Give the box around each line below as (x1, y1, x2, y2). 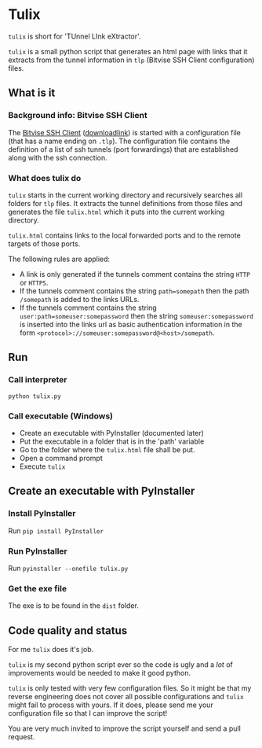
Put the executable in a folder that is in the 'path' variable (19, 437, 205, 446)
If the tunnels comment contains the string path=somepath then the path (19, 286, 249, 296)
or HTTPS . (19, 278, 49, 287)
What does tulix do (8, 172, 82, 183)
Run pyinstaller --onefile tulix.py (8, 563, 129, 573)
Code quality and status (8, 624, 128, 637)
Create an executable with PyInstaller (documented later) (19, 428, 204, 437)
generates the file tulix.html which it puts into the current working (8, 207, 225, 216)
